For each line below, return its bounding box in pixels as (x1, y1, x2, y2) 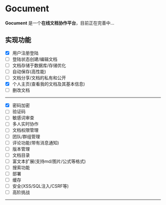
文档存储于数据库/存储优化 (12, 62, 66, 68)
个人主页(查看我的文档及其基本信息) (12, 81, 85, 87)
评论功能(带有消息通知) (12, 140, 59, 146)
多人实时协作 (12, 121, 39, 127)
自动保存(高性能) (12, 68, 46, 74)
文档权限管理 (12, 127, 39, 133)
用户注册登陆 (12, 50, 39, 56)
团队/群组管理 (12, 133, 41, 139)
